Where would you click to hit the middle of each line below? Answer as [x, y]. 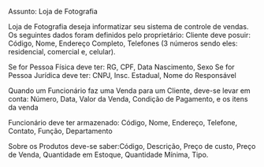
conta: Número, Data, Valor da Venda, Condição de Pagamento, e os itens [128, 99]
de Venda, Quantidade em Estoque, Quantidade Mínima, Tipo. [108, 154]
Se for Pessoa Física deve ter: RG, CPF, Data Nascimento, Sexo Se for [121, 67]
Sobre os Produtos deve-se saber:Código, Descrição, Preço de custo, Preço [132, 146]
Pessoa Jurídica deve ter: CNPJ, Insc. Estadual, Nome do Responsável [122, 75]
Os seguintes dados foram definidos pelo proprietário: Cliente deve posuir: [129, 35]
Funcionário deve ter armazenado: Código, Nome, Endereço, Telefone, [123, 122]
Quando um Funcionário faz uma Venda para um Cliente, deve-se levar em [129, 91]
